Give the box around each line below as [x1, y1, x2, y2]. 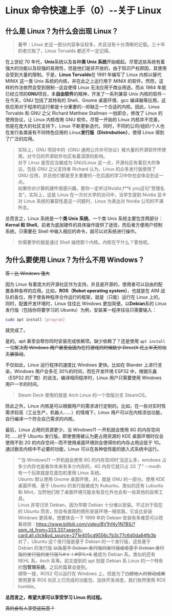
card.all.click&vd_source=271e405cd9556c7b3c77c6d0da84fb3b [17, 532, 156, 538]
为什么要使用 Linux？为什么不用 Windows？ [5, 255, 145, 265]
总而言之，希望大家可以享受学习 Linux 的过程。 [5, 594, 105, 600]
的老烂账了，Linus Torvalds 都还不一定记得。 [17, 48, 113, 54]
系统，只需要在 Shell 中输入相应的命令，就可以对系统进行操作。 [5, 228, 140, 234]
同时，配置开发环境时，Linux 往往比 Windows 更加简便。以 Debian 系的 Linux [5, 300, 167, 306]
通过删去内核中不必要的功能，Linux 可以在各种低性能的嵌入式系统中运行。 [5, 445, 162, 452]
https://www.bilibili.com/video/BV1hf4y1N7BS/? [35, 521, 136, 527]
